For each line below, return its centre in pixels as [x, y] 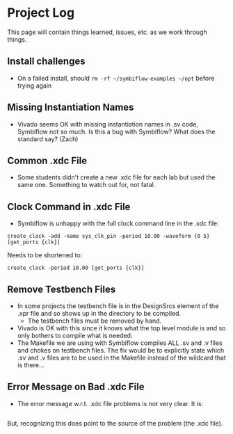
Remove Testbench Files [62, 289]
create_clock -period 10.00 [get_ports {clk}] [76, 268]
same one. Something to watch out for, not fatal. [86, 185]
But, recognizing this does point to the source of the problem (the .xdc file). [115, 423]
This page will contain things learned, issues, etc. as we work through [107, 32]
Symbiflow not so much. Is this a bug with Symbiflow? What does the [116, 131]
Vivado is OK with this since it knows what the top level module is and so [121, 328]
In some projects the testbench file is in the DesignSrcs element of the [118, 306]
